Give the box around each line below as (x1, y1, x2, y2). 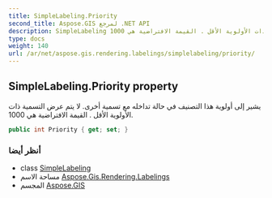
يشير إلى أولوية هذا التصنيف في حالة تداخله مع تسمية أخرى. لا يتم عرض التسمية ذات (8, 101, 261, 110)
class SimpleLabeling (19, 163, 91, 173)
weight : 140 (8, 42, 49, 50)
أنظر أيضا (8, 144, 41, 156)
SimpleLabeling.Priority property (8, 80, 179, 93)
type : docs (8, 34, 45, 43)
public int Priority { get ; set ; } (8, 125, 129, 134)
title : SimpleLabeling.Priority (8, 11, 117, 20)
